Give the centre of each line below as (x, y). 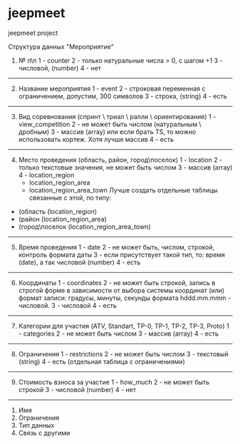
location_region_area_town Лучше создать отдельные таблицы (123, 190)
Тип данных (36, 425)
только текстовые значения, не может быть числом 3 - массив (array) (125, 167)
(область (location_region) (58, 211)
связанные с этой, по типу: (70, 197)
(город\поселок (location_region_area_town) (84, 227)
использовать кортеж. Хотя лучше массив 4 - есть (96, 139)
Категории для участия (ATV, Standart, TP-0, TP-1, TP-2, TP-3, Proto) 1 (124, 326)
